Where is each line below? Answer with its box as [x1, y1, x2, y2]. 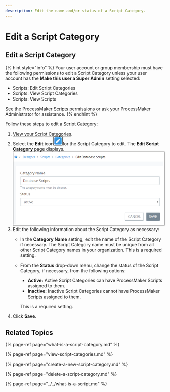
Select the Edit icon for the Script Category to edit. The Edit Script [12, 140, 159, 147]
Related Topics [5, 328, 53, 337]
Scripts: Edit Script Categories [12, 85, 76, 91]
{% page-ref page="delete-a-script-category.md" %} [5, 371, 117, 377]
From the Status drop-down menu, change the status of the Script [20, 262, 159, 269]
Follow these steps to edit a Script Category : [5, 121, 98, 127]
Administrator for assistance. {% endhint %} [5, 111, 98, 117]
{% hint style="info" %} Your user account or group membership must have [5, 64, 163, 71]
